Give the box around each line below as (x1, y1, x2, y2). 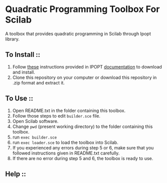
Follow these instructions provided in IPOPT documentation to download (12, 63, 162, 69)
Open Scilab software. (12, 118, 59, 124)
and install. (12, 69, 35, 75)
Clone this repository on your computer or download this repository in (12, 74, 157, 80)
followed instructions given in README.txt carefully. (12, 150, 120, 156)
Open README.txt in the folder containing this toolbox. (12, 107, 126, 113)
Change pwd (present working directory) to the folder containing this (12, 123, 153, 129)
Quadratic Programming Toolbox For (5, 3, 160, 15)
